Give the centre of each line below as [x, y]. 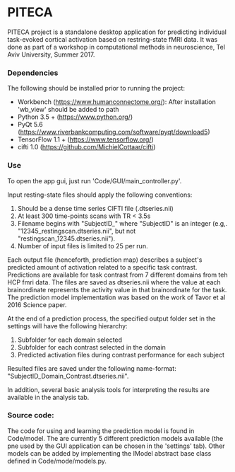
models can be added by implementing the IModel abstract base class [109, 453]
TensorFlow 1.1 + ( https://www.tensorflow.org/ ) [85, 139]
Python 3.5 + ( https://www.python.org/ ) [75, 117]
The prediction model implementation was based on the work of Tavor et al [116, 297]
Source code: [31, 415]
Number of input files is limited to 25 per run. [83, 246]
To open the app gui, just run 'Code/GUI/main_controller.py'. [95, 180]
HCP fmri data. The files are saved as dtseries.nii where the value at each [114, 282]
